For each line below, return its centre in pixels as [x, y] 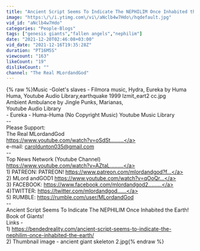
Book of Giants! [25, 216]
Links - [15, 223]
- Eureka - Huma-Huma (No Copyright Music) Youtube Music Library [90, 115]
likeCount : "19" [26, 61]
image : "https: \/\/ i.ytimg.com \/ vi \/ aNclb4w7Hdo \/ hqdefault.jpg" [89, 17]
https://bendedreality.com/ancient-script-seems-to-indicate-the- [91, 229]
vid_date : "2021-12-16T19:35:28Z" [49, 45]
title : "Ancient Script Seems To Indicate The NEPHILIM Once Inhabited [97, 12]
